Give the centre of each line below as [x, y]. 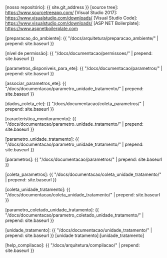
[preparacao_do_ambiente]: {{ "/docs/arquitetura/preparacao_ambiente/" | [82, 38]
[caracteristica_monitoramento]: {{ [41, 119]
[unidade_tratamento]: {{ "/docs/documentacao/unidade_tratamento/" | [79, 230]
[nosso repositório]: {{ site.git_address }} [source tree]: [62, 7]
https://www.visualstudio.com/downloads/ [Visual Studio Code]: [71, 18]
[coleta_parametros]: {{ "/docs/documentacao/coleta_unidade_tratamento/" [83, 174]
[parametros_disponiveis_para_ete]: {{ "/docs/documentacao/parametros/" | [84, 68]
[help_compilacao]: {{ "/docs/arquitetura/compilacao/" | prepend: [72, 245]
